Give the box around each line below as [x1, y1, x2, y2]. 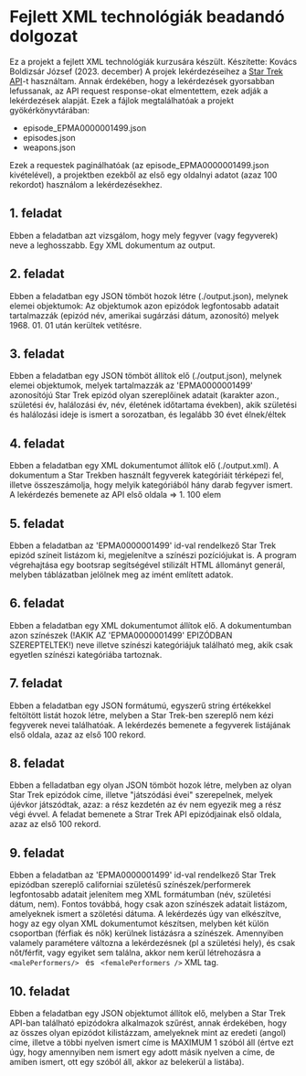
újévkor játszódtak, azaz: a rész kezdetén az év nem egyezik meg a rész [9, 799, 281, 811]
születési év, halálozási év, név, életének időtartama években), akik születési [9, 400, 297, 411]
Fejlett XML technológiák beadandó [9, 6, 285, 27]
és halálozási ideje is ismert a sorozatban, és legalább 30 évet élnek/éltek [9, 409, 287, 420]
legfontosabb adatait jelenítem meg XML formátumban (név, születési [9, 889, 271, 900]
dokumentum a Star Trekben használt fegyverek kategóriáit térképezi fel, [9, 469, 284, 481]
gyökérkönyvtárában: [9, 104, 90, 115]
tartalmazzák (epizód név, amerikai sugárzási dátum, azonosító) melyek [9, 309, 280, 321]
